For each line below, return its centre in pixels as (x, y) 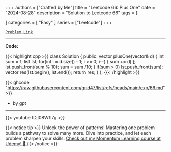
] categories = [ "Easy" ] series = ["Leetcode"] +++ (59, 23)
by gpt (19, 103)
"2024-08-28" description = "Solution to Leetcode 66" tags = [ (72, 13)
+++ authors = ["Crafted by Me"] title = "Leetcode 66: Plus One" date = (80, 7)
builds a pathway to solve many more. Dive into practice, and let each (78, 133)
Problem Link (19, 32)
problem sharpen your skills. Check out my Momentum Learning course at (83, 138)
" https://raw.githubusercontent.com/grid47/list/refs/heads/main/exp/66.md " (85, 88)
